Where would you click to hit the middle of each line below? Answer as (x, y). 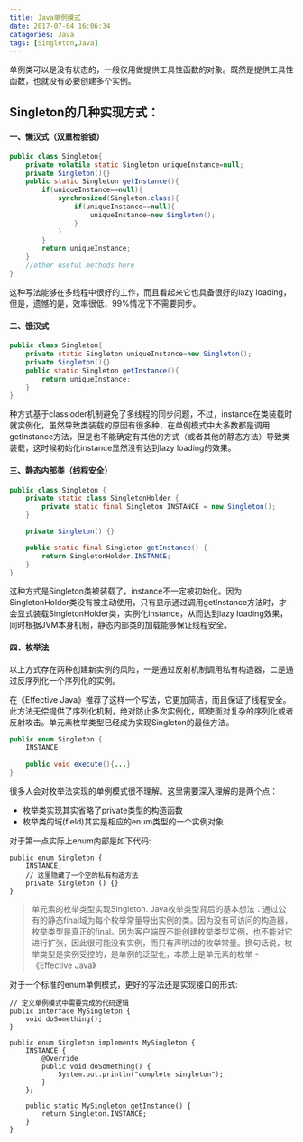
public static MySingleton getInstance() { (109, 1106)
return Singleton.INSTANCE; (94, 1114)
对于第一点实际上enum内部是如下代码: (80, 841)
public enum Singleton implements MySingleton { (102, 1043)
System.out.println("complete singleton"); (140, 1074)
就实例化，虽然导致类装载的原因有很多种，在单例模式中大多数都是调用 (140, 426)
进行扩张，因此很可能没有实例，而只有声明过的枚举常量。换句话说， (158, 943)
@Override (60, 1058)
